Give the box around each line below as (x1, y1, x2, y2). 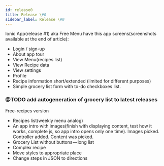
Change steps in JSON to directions (12, 155, 88, 161)
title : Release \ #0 (5, 12, 47, 17)
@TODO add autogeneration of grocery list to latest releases (5, 96, 158, 103)
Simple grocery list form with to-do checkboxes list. (12, 84, 121, 90)
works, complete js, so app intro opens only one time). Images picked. (12, 128, 160, 134)
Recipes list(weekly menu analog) (12, 117, 83, 123)
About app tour (12, 51, 45, 57)
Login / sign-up (12, 46, 45, 52)
